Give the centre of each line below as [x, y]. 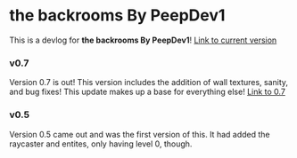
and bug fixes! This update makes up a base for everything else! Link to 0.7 [147, 92]
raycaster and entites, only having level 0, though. [101, 144]
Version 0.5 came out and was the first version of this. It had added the [140, 134]
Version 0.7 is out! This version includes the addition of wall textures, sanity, [148, 83]
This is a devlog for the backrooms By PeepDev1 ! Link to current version [143, 40]
